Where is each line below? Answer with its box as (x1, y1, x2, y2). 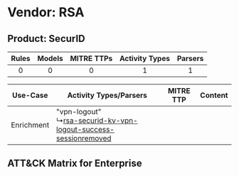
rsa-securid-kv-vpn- (63, 116, 138, 125)
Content (200, 90, 228, 100)
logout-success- (55, 125, 115, 134)
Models (37, 54, 63, 63)
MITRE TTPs (70, 54, 113, 63)
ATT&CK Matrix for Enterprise (7, 158, 142, 170)
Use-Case (11, 90, 48, 100)
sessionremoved (55, 133, 112, 143)
